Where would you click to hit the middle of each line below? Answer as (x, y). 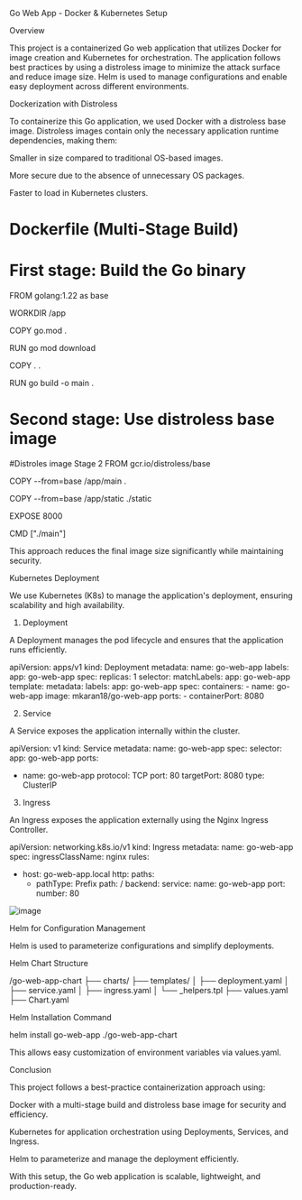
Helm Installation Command (61, 1018)
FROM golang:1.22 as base (59, 296)
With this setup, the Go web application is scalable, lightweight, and (135, 1177)
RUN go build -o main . (52, 383)
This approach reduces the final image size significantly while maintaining (146, 551)
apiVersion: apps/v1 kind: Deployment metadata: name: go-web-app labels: (149, 668)
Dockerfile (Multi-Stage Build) (124, 230)
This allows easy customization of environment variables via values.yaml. (146, 1052)
